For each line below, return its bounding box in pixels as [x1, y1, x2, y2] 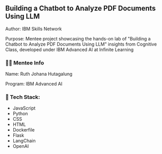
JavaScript [12, 105, 36, 112]
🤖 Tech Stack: [5, 94, 40, 101]
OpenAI [12, 143, 29, 149]
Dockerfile [12, 127, 35, 133]
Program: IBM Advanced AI [5, 81, 63, 87]
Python [12, 111, 28, 117]
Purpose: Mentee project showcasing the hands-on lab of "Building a [5, 35, 151, 41]
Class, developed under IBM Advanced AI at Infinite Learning [5, 46, 134, 53]
